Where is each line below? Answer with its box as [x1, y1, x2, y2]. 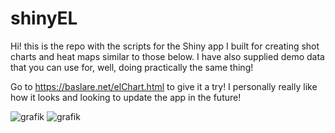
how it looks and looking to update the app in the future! [10, 91, 242, 103]
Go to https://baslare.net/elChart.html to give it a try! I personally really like [10, 80, 318, 92]
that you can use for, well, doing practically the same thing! [10, 61, 254, 73]
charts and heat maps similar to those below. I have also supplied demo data [10, 50, 325, 62]
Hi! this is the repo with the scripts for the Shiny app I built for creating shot [10, 40, 320, 52]
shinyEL [10, 7, 78, 30]
